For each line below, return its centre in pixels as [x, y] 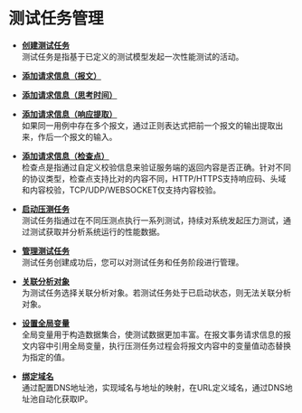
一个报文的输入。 [85, 136]
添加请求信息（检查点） [65, 155]
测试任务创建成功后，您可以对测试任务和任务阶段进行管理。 [132, 262]
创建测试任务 [45, 45]
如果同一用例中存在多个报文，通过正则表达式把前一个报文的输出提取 [148, 125]
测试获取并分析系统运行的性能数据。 [97, 231]
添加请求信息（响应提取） [69, 114]
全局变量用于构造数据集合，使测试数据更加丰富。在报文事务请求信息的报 [156, 334]
